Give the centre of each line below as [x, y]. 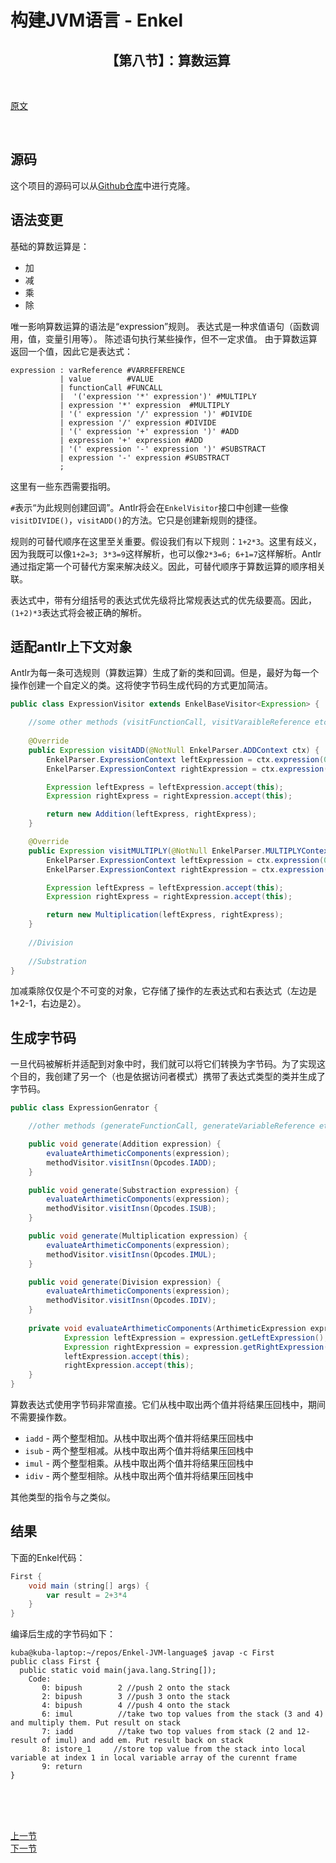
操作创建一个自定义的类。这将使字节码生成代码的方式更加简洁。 [141, 685]
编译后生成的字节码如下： [63, 1634]
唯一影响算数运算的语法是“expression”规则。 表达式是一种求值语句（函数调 [165, 326]
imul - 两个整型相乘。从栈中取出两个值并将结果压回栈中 [139, 1463]
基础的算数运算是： [50, 246]
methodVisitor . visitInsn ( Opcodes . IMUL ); [131, 1254]
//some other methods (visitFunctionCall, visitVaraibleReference [169, 722]
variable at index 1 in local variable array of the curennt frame [154, 1758]
